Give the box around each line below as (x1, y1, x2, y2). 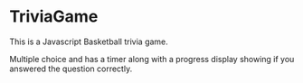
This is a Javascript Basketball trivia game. (9, 36, 169, 47)
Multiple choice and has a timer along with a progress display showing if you (9, 53, 295, 64)
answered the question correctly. (9, 63, 133, 74)
